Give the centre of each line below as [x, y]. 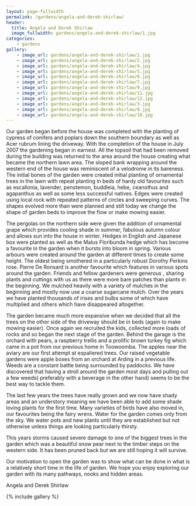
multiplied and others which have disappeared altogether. [75, 304]
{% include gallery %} [33, 497]
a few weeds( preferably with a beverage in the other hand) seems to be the [98, 378]
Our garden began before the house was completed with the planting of [93, 132]
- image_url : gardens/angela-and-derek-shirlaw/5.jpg [83, 71]
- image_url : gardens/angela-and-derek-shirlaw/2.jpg [83, 60]
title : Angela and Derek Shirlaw [52, 28]
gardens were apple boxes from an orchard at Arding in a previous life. [91, 359]
